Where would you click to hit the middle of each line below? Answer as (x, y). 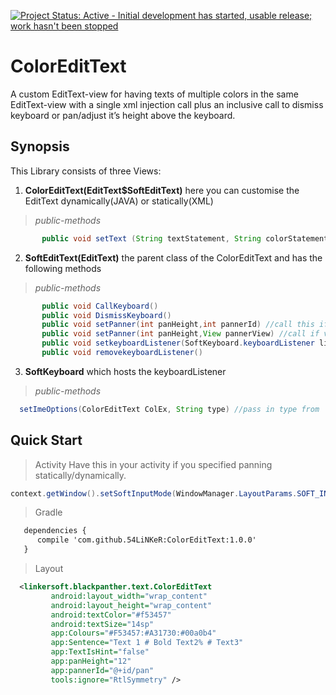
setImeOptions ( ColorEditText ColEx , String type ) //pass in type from (169, 409)
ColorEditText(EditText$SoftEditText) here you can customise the (162, 190)
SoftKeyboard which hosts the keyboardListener (125, 371)
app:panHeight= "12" (91, 661)
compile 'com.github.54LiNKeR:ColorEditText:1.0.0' (146, 540)
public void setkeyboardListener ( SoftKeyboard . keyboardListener (178, 343)
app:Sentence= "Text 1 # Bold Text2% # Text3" (147, 643)
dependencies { (55, 531)
